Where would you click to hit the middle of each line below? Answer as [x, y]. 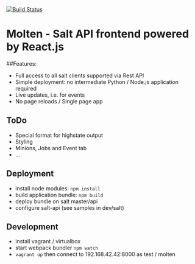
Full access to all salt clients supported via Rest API [80, 75]
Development [33, 227]
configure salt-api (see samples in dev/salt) [69, 207]
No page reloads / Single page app [59, 101]
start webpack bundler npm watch [57, 248]
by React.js [35, 47]
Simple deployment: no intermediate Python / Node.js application [97, 82]
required [26, 88]
